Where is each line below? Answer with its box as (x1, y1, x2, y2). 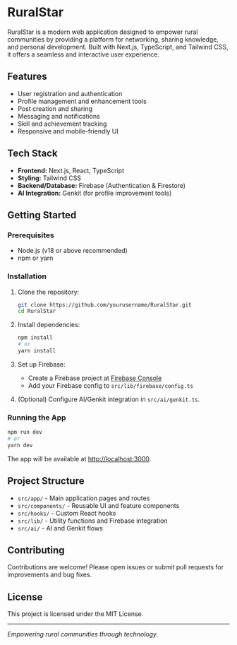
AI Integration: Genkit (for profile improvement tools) (17, 189, 172, 197)
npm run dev (7, 429, 42, 436)
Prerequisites (7, 230, 54, 240)
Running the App (7, 413, 66, 422)
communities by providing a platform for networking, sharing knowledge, (7, 35, 219, 43)
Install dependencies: (17, 321, 80, 329)
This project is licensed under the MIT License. (7, 610, 144, 618)
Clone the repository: (17, 288, 80, 296)
